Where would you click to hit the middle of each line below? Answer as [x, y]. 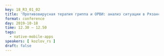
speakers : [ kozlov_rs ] [30, 41]
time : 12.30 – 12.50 [26, 28]
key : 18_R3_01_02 [23, 9]
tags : [10, 32]
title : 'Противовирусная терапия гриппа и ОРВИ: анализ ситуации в [75, 14]
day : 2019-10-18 [21, 23]
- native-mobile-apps [31, 37]
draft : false [18, 46]
